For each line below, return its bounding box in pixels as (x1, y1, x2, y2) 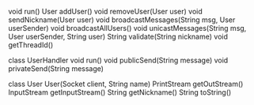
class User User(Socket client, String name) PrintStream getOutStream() (8, 79, 244, 88)
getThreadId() (8, 40, 54, 50)
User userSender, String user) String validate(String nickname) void (8, 32, 228, 41)
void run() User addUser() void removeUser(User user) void (8, 7, 203, 16)
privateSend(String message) (8, 64, 104, 73)
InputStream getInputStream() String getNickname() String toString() (8, 88, 232, 97)
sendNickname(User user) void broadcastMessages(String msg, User (8, 15, 236, 24)
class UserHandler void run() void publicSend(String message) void (8, 55, 229, 65)
